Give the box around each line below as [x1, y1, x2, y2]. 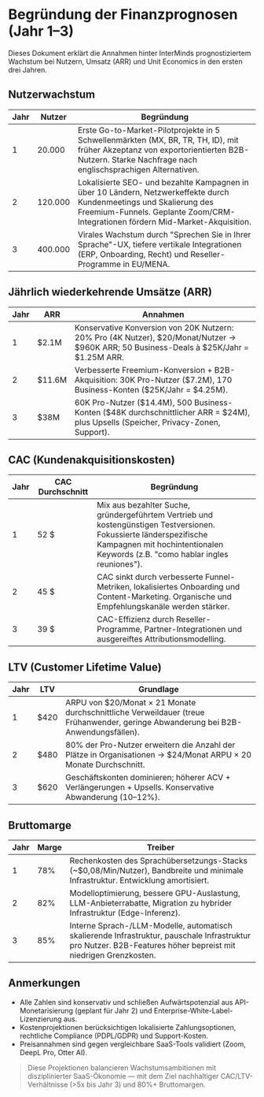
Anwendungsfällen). [65, 727, 140, 738]
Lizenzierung [19, 1014, 62, 1024]
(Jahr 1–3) [8, 22, 75, 40]
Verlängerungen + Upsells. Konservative [65, 782, 214, 793]
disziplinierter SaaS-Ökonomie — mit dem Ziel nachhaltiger [27, 1071, 219, 1080]
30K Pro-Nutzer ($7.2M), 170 [119, 374, 233, 385]
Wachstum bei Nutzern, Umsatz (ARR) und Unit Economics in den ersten [8, 57, 243, 66]
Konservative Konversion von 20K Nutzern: [74, 322, 234, 333]
